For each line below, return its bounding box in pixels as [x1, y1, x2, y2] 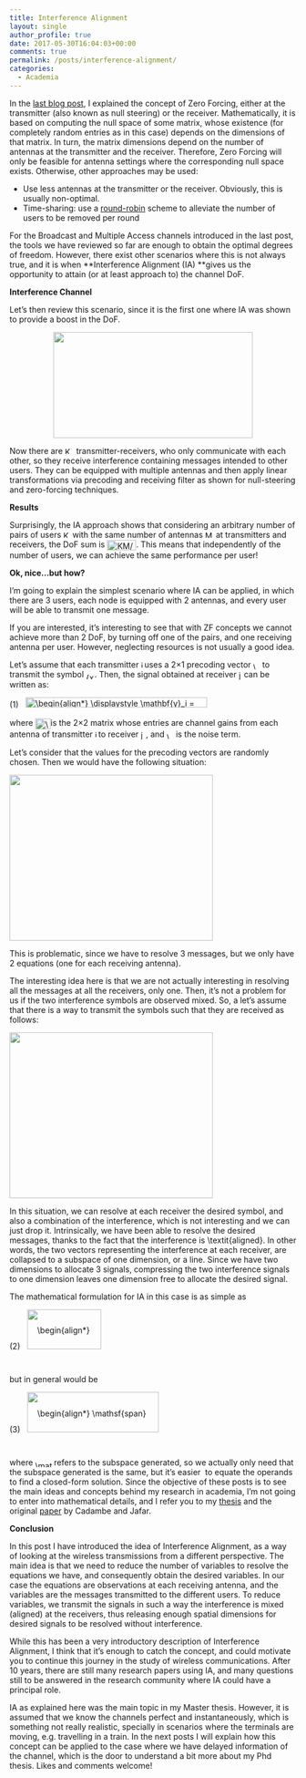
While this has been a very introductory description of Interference [9, 1636, 260, 1647]
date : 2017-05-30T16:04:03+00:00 [9, 38, 137, 48]
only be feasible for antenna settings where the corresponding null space [9, 156, 284, 167]
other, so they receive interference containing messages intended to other [9, 455, 289, 466]
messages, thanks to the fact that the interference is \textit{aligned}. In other [9, 1235, 297, 1246]
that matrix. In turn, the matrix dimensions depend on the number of [9, 136, 264, 147]
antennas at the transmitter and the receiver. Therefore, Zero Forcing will [9, 146, 282, 157]
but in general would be [9, 1373, 98, 1384]
